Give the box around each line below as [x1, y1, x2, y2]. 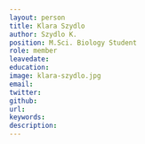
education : [9, 64, 50, 72]
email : [9, 80, 34, 89]
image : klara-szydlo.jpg [9, 72, 101, 80]
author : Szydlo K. [9, 30, 77, 38]
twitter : [9, 88, 42, 97]
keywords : [9, 113, 46, 122]
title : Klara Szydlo [9, 21, 86, 30]
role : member [9, 47, 58, 55]
